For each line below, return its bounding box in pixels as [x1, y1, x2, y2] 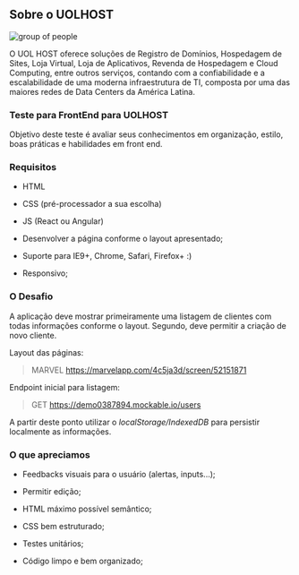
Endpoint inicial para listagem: [9, 382, 121, 392]
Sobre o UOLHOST [9, 7, 115, 22]
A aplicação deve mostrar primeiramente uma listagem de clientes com [9, 311, 272, 322]
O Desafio [9, 290, 54, 303]
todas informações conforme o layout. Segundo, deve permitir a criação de [9, 320, 286, 330]
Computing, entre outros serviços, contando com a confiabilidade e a [9, 67, 266, 78]
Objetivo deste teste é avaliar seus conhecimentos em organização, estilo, [9, 129, 284, 140]
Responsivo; [21, 268, 69, 279]
